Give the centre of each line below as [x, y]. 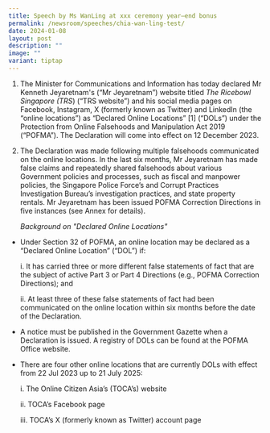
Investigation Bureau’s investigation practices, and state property [127, 194]
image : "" [25, 53]
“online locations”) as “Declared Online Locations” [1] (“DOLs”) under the [141, 118]
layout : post [30, 38]
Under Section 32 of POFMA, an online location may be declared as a [135, 242]
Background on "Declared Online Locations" [94, 226]
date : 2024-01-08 [37, 31]
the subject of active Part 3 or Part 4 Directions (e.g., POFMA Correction [139, 274]
